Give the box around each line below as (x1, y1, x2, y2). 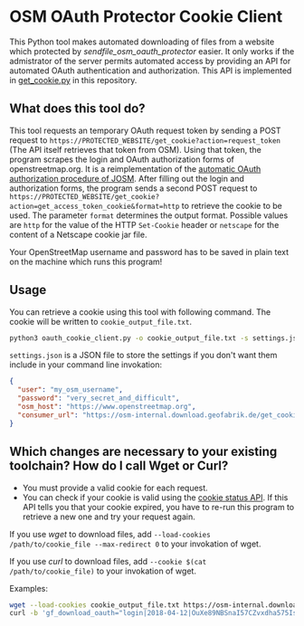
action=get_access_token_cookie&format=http (9, 202, 180, 211)
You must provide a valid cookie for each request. (22, 482, 208, 493)
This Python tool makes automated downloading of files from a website (9, 36, 275, 47)
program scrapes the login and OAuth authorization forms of (9, 154, 235, 165)
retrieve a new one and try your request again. (22, 511, 196, 522)
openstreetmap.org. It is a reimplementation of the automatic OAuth (9, 163, 261, 174)
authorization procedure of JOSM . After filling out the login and (9, 173, 244, 184)
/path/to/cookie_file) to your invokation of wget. (9, 565, 197, 576)
